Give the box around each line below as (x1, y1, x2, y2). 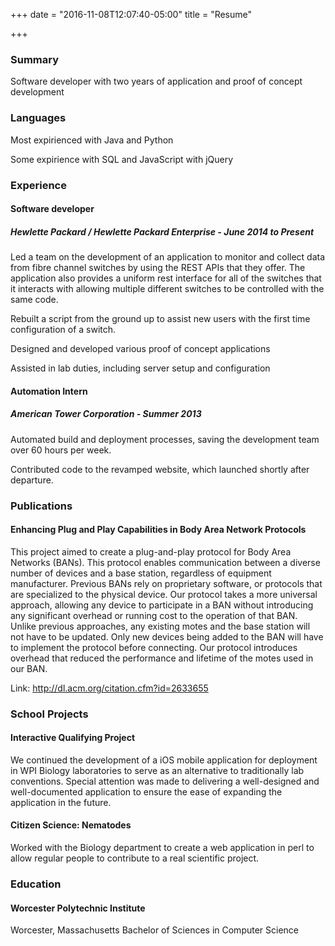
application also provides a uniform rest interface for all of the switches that (10, 272, 322, 284)
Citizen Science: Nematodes (10, 819, 132, 831)
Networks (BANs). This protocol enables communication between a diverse (10, 556, 321, 568)
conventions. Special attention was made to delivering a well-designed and (10, 775, 320, 787)
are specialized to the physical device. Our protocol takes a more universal (10, 588, 318, 600)
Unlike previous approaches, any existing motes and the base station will (10, 620, 311, 632)
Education (10, 877, 62, 891)
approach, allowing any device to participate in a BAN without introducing (10, 599, 314, 611)
